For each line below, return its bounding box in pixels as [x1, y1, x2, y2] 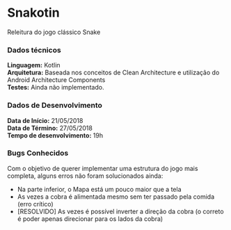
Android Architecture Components [7, 76, 106, 84]
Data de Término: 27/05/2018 [7, 124, 93, 132]
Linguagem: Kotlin [7, 61, 61, 69]
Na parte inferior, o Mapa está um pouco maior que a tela [17, 185, 182, 193]
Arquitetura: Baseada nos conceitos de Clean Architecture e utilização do [7, 68, 220, 77]
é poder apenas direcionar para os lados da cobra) [17, 214, 164, 223]
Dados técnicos [7, 45, 61, 55]
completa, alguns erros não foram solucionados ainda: [7, 172, 164, 180]
